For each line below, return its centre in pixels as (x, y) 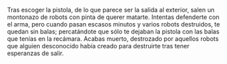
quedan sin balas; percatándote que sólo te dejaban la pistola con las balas (113, 31)
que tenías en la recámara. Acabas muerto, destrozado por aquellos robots (113, 39)
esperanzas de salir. (35, 53)
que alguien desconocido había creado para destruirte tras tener (98, 46)
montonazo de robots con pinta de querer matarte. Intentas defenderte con (113, 17)
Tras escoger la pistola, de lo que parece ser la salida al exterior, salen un (111, 10)
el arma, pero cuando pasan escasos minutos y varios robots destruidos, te (114, 24)
